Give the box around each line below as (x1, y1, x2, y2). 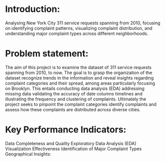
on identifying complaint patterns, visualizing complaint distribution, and (5, 25, 153, 31)
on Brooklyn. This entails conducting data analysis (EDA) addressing (5, 85, 145, 91)
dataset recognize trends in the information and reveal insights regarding (5, 75, 154, 81)
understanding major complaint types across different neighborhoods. (5, 30, 149, 36)
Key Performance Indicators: (5, 124, 126, 135)
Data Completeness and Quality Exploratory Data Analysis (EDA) (5, 140, 137, 146)
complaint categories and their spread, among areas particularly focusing (5, 80, 155, 86)
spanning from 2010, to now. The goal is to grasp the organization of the (5, 70, 153, 76)
